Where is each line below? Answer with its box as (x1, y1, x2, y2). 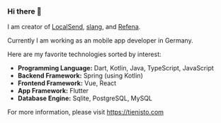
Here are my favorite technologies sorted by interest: (7, 50, 161, 59)
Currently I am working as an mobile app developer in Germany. (7, 36, 193, 45)
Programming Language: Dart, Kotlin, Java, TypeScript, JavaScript (17, 64, 214, 73)
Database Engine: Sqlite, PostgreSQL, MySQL (17, 94, 153, 102)
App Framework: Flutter (17, 87, 89, 95)
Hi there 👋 (7, 6, 42, 16)
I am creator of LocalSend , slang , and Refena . (7, 23, 141, 31)
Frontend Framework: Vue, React (17, 79, 117, 87)
